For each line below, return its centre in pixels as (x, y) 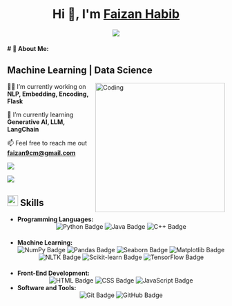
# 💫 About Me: (28, 48)
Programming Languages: (55, 219)
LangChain (23, 130)
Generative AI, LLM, (36, 122)
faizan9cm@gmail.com (41, 153)
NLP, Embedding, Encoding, (48, 94)
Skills (32, 203)
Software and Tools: (47, 288)
